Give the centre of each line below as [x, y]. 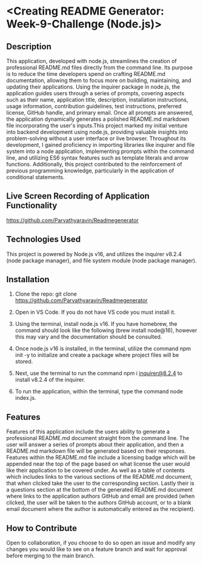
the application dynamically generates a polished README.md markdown [98, 119]
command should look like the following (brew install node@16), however [106, 330]
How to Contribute [42, 528]
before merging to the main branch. [51, 556]
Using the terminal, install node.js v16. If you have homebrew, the [96, 324]
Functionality [32, 205]
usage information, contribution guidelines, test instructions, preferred [94, 106]
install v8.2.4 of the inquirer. [50, 380]
